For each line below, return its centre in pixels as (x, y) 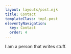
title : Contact (21, 14)
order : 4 (18, 32)
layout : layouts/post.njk (31, 10)
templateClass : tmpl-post (31, 19)
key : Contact (23, 28)
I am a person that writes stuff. (36, 46)
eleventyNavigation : (26, 23)
